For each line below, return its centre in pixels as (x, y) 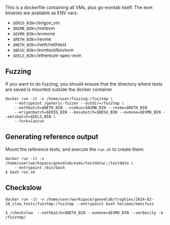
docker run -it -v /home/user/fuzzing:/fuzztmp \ (59, 99)
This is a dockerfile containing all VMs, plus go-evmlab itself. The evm (79, 7)
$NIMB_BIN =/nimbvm (34, 28)
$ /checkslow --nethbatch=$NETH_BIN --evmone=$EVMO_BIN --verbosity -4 (84, 213)
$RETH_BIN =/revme (32, 39)
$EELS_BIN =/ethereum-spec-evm (47, 55)
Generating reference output (52, 137)
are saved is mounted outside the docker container (59, 89)
